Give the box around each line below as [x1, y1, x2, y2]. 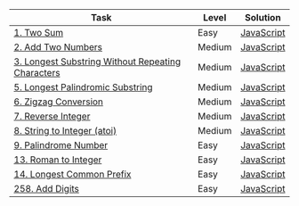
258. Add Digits [13, 183, 80, 194]
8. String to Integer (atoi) [13, 125, 117, 136]
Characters [13, 67, 61, 78]
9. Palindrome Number [13, 139, 109, 151]
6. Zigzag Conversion [13, 95, 104, 108]
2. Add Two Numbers [13, 41, 103, 53]
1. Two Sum [13, 27, 64, 38]
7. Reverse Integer [13, 111, 91, 122]
